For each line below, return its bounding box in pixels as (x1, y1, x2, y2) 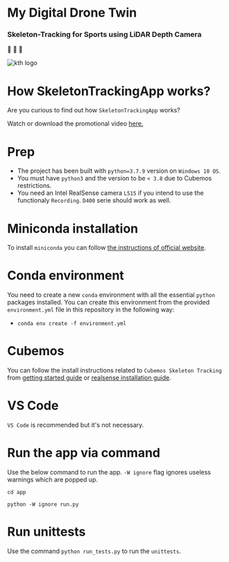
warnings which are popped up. (7, 475, 99, 484)
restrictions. (17, 182, 52, 190)
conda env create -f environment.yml (17, 321, 127, 327)
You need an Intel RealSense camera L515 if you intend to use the (17, 189, 204, 197)
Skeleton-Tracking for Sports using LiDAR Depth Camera (7, 30, 202, 40)
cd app (7, 489, 26, 496)
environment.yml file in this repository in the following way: (7, 305, 175, 314)
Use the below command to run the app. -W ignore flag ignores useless (7, 468, 212, 477)
